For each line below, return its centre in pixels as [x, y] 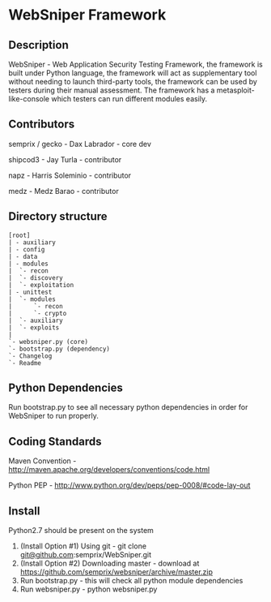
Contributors [42, 125]
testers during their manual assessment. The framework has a [112, 90]
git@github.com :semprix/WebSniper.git [86, 555]
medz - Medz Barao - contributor [64, 191]
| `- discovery [36, 277]
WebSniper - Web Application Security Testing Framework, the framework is [135, 64]
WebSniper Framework [87, 15]
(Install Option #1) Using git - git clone [83, 546]
